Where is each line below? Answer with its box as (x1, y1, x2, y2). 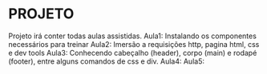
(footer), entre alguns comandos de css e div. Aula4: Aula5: (8, 56, 204, 66)
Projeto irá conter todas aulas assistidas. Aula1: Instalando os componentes (8, 31, 257, 41)
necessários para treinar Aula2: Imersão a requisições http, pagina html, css (8, 39, 260, 49)
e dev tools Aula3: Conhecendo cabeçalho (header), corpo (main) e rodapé (8, 48, 257, 57)
